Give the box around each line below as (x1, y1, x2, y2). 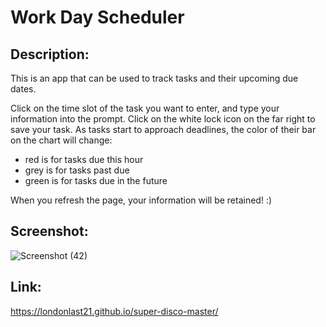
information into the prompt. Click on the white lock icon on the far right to (10, 113, 316, 125)
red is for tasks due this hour (24, 154, 144, 165)
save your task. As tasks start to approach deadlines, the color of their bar (10, 124, 317, 135)
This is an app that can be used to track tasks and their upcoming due (10, 72, 299, 84)
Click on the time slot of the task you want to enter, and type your (10, 102, 280, 114)
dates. (10, 83, 37, 95)
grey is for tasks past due (24, 164, 130, 176)
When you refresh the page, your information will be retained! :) (10, 194, 273, 206)
